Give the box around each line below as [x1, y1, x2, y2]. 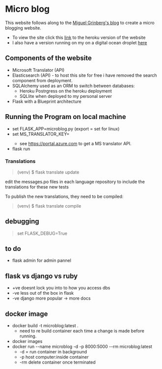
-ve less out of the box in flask [12, 290, 74, 296]
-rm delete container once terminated [19, 359, 96, 365]
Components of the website [5, 54, 92, 62]
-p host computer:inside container [19, 354, 89, 360]
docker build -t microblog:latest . [12, 323, 79, 329]
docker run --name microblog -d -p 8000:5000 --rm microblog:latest [12, 343, 152, 350]
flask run [12, 146, 30, 152]
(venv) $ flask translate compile [17, 203, 81, 209]
